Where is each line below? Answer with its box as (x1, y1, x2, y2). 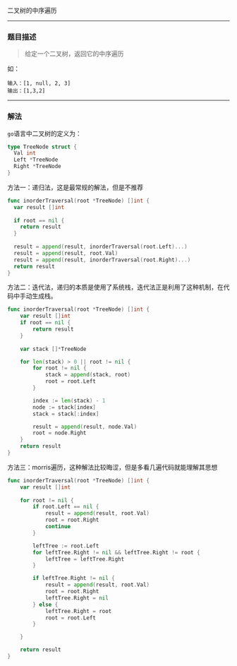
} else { (32, 601, 59, 608)
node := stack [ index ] (32, 403, 97, 411)
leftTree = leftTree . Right (44, 555, 125, 563)
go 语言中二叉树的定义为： (7, 129, 83, 138)
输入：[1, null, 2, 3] (7, 80, 71, 87)
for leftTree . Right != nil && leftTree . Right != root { (32, 549, 200, 556)
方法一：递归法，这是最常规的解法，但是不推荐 (7, 183, 143, 191)
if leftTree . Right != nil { (32, 575, 115, 582)
